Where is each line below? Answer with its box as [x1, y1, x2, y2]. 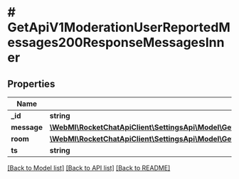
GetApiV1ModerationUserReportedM [7, 19, 230, 36]
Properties [7, 77, 55, 89]
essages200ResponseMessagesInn [7, 35, 225, 50]
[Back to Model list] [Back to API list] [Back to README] [7, 164, 171, 172]
